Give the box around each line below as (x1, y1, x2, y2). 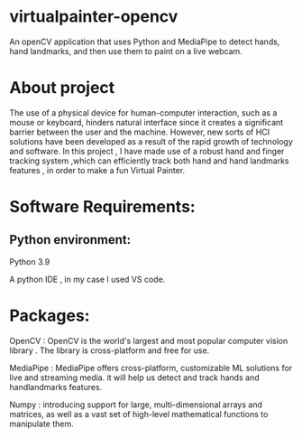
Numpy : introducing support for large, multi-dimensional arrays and (9, 399, 263, 410)
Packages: (9, 305, 90, 326)
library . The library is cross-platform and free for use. (9, 345, 210, 356)
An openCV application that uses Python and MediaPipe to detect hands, (9, 36, 280, 47)
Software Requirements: (9, 197, 196, 218)
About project (9, 78, 115, 98)
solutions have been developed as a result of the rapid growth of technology (9, 135, 293, 146)
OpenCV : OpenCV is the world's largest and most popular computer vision (9, 335, 288, 346)
